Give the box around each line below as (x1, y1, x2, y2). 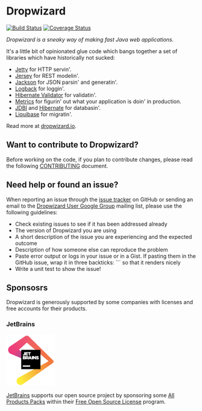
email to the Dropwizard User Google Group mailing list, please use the (6, 202, 182, 209)
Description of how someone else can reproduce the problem (14, 246, 168, 253)
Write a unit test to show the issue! (14, 265, 101, 272)
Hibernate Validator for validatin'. (14, 91, 97, 98)
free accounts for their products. (6, 305, 87, 312)
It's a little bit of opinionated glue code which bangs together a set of (6, 47, 178, 55)
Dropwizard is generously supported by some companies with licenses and (6, 299, 193, 306)
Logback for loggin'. (14, 84, 65, 92)
